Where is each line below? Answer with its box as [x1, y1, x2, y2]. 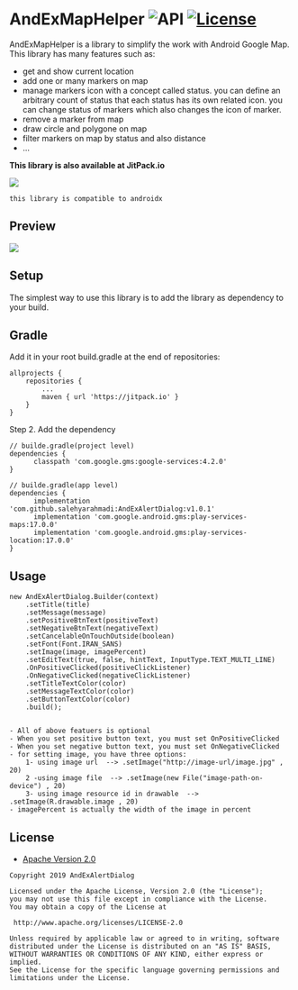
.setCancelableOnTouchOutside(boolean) [25, 631, 176, 641]
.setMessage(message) [25, 608, 106, 617]
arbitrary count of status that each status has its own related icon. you [22, 95, 284, 105]
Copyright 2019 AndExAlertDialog [9, 871, 135, 880]
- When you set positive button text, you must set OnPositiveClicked [9, 734, 280, 743]
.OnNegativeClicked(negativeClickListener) [25, 671, 192, 680]
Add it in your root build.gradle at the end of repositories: [9, 351, 221, 362]
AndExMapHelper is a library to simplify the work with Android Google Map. [9, 39, 290, 50]
